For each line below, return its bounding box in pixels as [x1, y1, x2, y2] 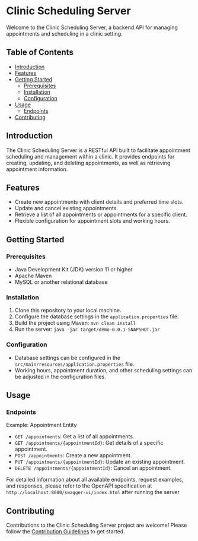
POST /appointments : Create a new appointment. [14, 452, 132, 459]
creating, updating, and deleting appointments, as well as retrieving [6, 159, 171, 166]
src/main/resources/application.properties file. [14, 360, 135, 368]
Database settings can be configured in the [14, 354, 120, 361]
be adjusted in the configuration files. [14, 373, 106, 380]
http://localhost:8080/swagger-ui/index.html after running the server [6, 489, 180, 496]
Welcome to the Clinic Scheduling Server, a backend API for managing [6, 24, 178, 31]
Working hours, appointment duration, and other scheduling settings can [14, 366, 193, 374]
